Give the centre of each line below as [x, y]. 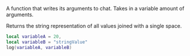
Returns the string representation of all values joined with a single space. [94, 26]
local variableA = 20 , [34, 37]
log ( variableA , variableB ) [39, 47]
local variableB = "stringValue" [47, 42]
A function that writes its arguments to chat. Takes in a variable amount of [95, 8]
